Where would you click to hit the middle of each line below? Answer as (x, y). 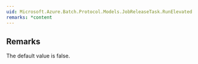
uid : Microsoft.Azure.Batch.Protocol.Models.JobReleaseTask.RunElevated (99, 12)
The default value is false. (38, 56)
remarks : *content (29, 17)
